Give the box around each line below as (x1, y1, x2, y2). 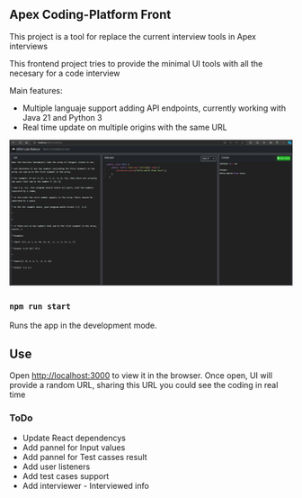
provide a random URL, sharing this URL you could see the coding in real (9, 380, 279, 391)
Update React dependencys (22, 432, 126, 443)
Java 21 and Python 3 (22, 112, 102, 122)
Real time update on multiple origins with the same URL (22, 122, 227, 132)
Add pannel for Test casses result (22, 451, 147, 462)
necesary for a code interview (9, 68, 120, 78)
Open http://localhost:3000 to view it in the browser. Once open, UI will (9, 370, 272, 381)
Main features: (9, 85, 63, 95)
